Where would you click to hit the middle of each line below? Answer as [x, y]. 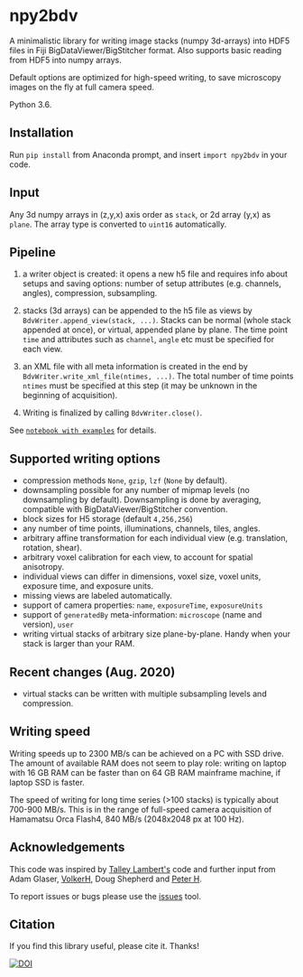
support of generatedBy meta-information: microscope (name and [142, 615]
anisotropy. [43, 567]
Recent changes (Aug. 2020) [92, 672]
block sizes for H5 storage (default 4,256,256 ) [108, 519]
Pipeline [33, 252]
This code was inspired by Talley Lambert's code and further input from [143, 869]
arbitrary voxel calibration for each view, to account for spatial [138, 557]
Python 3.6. [31, 104]
